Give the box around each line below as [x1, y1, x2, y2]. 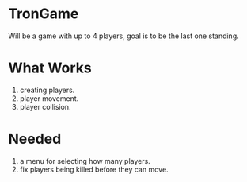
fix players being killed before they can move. [19, 165, 169, 174]
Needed [8, 130, 62, 148]
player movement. [19, 93, 79, 103]
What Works [8, 59, 93, 77]
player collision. [19, 102, 71, 111]
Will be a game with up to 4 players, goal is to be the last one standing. [8, 31, 239, 41]
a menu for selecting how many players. [19, 156, 150, 165]
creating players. [19, 85, 75, 95]
